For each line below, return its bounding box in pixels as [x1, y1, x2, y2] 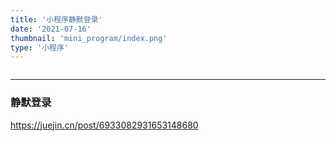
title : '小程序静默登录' [10, 14, 103, 25]
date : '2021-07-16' [10, 24, 92, 34]
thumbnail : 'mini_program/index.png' [10, 33, 168, 43]
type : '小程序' [10, 42, 69, 53]
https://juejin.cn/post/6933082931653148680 [10, 119, 199, 131]
